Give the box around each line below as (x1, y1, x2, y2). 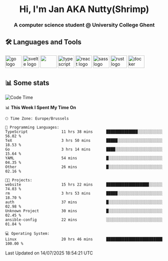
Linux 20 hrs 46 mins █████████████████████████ (5, 237, 163, 242)
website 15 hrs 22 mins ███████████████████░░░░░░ (5, 182, 163, 187)
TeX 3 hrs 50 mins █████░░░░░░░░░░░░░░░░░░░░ (5, 138, 163, 143)
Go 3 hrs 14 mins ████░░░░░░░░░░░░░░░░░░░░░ (5, 147, 163, 152)
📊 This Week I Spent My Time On (5, 105, 76, 111)
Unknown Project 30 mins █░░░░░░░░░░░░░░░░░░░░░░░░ (5, 209, 163, 214)
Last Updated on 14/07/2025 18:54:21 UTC (5, 250, 93, 256)
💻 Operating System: (5, 231, 50, 236)
